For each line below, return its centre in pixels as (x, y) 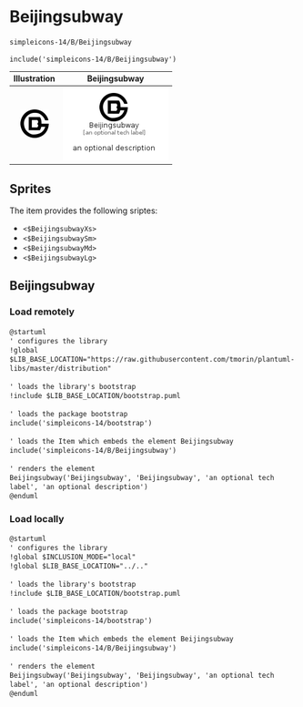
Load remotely (42, 312)
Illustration (35, 78)
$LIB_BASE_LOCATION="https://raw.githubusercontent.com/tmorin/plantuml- (152, 359)
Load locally (37, 518)
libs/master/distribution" (61, 368)
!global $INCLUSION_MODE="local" (73, 557)
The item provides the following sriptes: (84, 210)
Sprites (30, 189)
